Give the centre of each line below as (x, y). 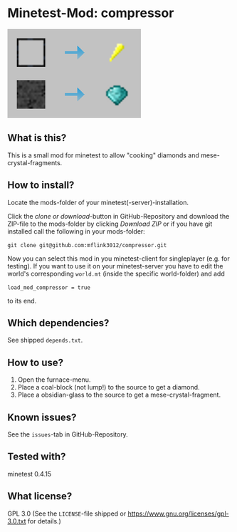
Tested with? (37, 457)
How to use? (36, 362)
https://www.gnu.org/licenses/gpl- (178, 513)
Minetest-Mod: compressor (91, 13)
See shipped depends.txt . (45, 340)
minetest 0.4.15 (30, 474)
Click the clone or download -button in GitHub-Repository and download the (118, 216)
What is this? (37, 138)
